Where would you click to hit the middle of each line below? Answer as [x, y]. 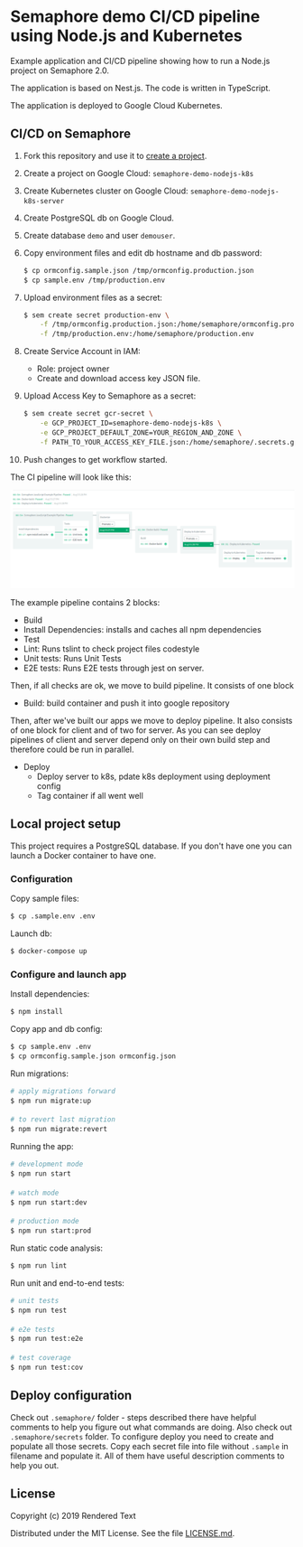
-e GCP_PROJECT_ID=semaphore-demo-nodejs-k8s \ [131, 423]
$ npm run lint [39, 1266]
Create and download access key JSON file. [119, 379]
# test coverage [41, 1358]
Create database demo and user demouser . [99, 235]
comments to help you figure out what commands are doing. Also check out [151, 1427]
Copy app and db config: [56, 1028]
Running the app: [42, 1147]
